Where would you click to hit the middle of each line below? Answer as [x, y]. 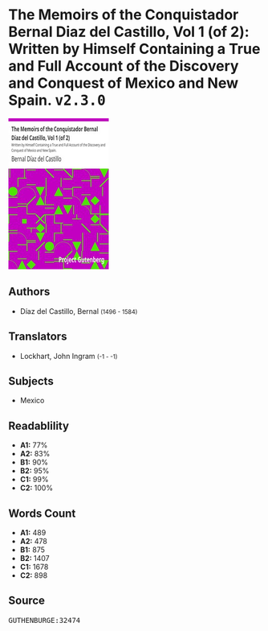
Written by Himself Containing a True [134, 49]
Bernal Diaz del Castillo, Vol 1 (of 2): [129, 32]
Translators [38, 337]
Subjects [31, 381]
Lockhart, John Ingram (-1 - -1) [69, 356]
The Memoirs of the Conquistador [124, 15]
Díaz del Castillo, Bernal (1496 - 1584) [79, 311]
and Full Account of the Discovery [124, 66]
